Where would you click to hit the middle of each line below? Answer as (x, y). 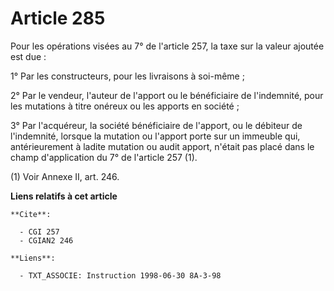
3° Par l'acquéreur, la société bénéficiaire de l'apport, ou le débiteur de (156, 125)
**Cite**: (31, 214)
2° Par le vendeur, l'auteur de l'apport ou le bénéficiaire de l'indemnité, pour (167, 95)
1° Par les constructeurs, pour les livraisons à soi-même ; (127, 76)
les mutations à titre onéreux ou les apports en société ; (125, 106)
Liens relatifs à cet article (64, 196)
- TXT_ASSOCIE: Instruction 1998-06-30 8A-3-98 (120, 275)
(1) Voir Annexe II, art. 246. (65, 176)
